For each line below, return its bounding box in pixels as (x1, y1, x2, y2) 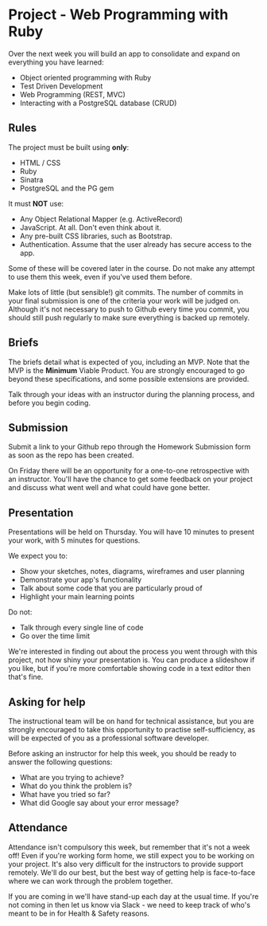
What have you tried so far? (19, 790, 111, 798)
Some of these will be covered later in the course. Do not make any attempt (8, 263, 256, 273)
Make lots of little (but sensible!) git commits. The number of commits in (8, 287, 244, 296)
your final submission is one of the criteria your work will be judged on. (8, 296, 241, 305)
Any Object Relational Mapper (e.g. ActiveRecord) (19, 214, 183, 224)
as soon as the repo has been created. (8, 450, 134, 460)
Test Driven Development (19, 81, 103, 91)
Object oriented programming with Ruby (19, 73, 152, 82)
